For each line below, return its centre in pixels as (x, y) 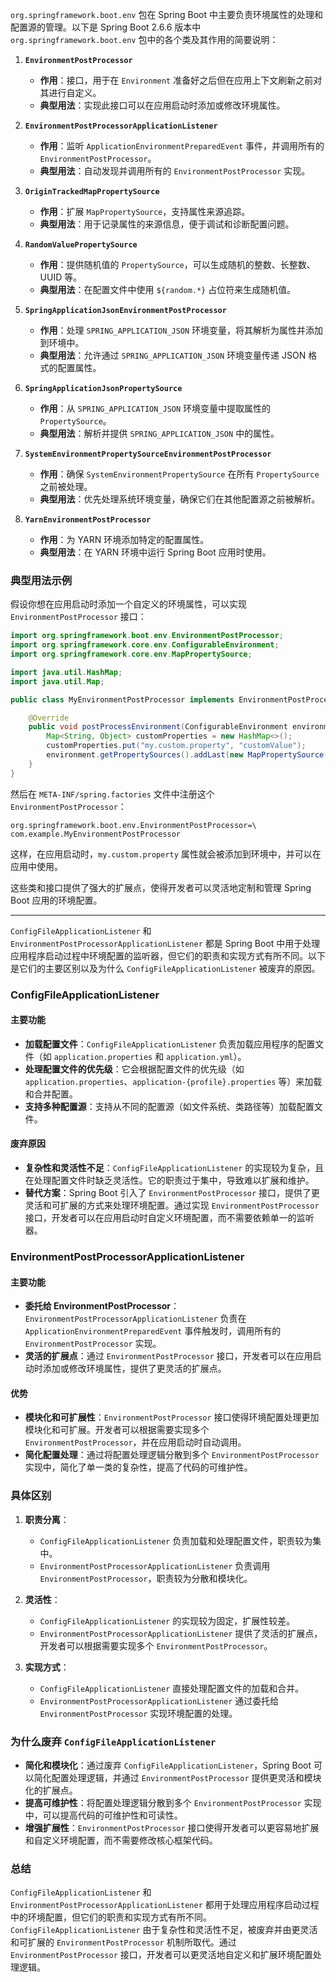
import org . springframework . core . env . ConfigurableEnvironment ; (145, 645)
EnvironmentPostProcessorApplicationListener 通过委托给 (159, 1700)
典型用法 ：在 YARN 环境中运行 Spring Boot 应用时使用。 (155, 552)
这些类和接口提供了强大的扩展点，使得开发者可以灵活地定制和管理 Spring (161, 887)
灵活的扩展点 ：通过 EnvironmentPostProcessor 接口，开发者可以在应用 (168, 1356)
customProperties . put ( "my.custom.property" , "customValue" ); (176, 746)
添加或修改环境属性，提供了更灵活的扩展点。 (134, 1369)
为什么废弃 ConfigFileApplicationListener (113, 1741)
